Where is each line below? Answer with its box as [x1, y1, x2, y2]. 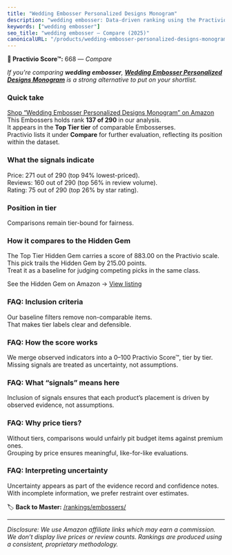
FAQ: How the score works [7, 337, 98, 347]
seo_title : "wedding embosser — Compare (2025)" [7, 29, 150, 37]
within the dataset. [7, 138, 60, 146]
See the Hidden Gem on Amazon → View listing [7, 280, 142, 288]
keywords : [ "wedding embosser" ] [7, 23, 100, 30]
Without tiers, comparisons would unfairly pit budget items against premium [7, 434, 223, 442]
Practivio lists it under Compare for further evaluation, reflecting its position [7, 131, 222, 139]
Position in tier [7, 203, 57, 212]
